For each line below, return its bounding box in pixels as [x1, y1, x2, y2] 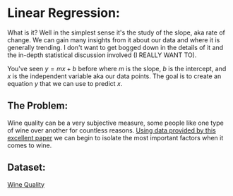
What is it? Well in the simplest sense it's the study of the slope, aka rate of [7, 28, 226, 37]
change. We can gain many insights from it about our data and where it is [7, 35, 220, 44]
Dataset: [7, 161, 46, 173]
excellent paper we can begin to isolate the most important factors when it [7, 133, 224, 142]
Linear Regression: [7, 5, 120, 21]
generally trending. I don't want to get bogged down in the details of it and [7, 43, 224, 51]
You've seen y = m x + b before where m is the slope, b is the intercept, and [7, 64, 227, 73]
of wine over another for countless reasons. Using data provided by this [7, 125, 217, 135]
